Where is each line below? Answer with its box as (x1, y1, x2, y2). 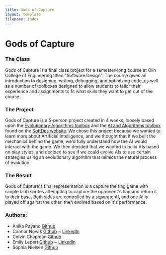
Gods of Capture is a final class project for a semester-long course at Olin (5, 67, 156, 73)
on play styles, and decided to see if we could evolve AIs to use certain (5, 149, 151, 155)
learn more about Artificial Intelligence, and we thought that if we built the (5, 133, 156, 139)
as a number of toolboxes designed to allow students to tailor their (5, 83, 141, 89)
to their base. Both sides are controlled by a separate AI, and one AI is (5, 194, 148, 200)
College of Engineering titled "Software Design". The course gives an (5, 72, 147, 78)
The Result (5, 172, 32, 179)
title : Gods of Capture (5, 7, 55, 12)
